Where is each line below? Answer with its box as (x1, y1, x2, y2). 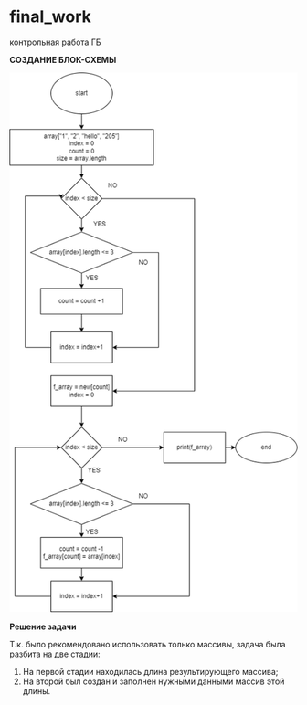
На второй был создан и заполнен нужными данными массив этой (22, 676, 285, 687)
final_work (9, 6, 91, 27)
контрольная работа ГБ (9, 37, 102, 47)
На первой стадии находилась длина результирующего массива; (22, 667, 279, 678)
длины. (22, 686, 51, 697)
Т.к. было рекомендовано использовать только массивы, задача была (9, 639, 286, 650)
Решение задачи (9, 621, 77, 632)
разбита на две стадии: (9, 648, 101, 659)
